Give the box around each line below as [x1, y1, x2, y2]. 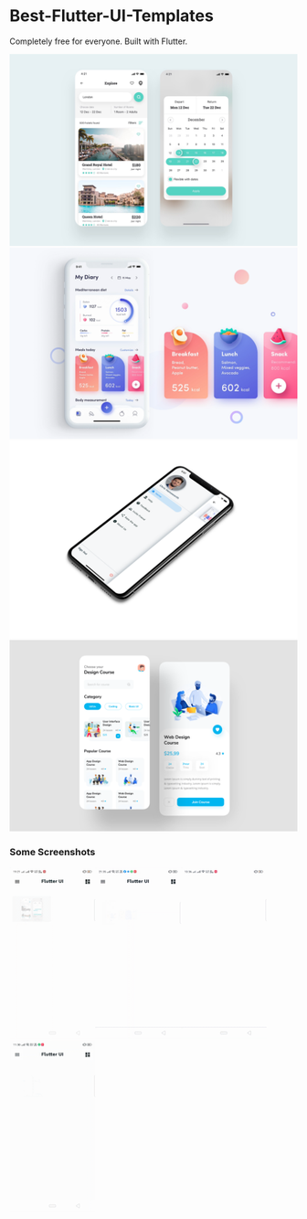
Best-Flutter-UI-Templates [9, 5, 215, 26]
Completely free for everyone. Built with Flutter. [9, 36, 188, 47]
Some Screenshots [9, 846, 96, 859]
